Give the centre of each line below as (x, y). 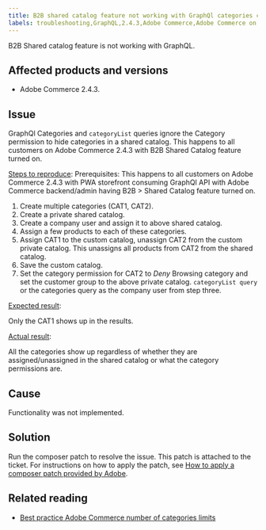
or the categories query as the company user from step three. (120, 291)
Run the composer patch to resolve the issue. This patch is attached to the (130, 456)
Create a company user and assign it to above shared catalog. (121, 223)
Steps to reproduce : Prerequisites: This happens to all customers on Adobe (131, 174)
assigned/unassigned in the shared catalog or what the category (114, 360)
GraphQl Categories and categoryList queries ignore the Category (117, 133)
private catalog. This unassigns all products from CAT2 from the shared (136, 248)
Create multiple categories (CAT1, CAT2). (87, 206)
